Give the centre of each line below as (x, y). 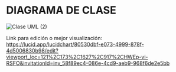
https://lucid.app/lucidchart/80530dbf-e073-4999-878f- (75, 44)
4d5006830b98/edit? (32, 50)
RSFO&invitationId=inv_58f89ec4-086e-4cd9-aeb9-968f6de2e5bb (88, 63)
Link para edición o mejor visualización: (54, 38)
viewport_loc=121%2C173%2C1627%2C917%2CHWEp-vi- (77, 57)
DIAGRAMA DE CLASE (61, 10)
